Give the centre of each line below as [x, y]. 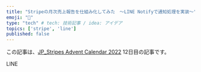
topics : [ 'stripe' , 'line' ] [41, 28]
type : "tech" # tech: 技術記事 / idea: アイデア [64, 23]
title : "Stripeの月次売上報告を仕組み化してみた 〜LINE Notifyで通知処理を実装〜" [101, 12]
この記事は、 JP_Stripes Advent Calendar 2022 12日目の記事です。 [88, 52]
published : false [28, 34]
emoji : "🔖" [20, 17]
